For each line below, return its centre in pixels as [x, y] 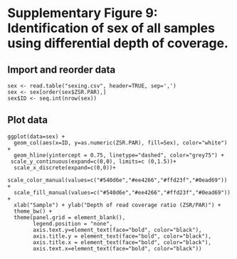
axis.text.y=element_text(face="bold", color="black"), [117, 230]
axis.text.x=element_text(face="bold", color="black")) [117, 248]
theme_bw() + [33, 211]
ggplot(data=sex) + [36, 137]
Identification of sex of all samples [111, 28]
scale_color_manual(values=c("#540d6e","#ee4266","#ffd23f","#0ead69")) [117, 180]
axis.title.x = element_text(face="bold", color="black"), [122, 242]
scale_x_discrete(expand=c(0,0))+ [65, 168]
